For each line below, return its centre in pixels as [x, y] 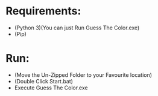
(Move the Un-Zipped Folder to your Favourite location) [83, 75]
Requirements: [43, 11]
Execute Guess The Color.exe [51, 88]
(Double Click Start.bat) [44, 81]
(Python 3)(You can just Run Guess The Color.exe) [77, 28]
